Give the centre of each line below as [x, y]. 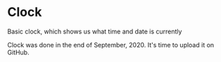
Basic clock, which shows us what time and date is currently [95, 31]
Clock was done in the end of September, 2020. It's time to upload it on [111, 45]
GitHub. [18, 52]
